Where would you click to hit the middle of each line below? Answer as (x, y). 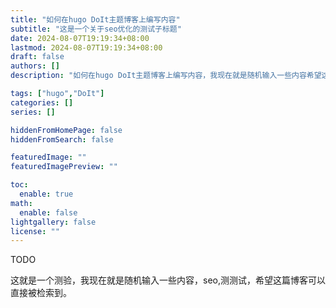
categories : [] (42, 102)
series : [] (33, 112)
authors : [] (35, 66)
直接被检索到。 (41, 293)
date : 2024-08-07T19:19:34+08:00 (80, 38)
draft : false (37, 57)
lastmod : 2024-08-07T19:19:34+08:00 (86, 47)
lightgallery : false (53, 222)
